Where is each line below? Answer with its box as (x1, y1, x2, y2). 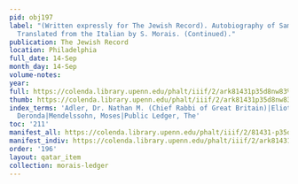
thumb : (9, 95, 34, 104)
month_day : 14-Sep (9, 63, 77, 72)
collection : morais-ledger (9, 161, 109, 170)
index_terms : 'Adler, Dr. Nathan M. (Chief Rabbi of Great (9, 103, 232, 112)
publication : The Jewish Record (9, 37, 129, 47)
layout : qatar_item (9, 152, 82, 162)
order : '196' (9, 144, 58, 153)
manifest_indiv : (9, 136, 69, 145)
